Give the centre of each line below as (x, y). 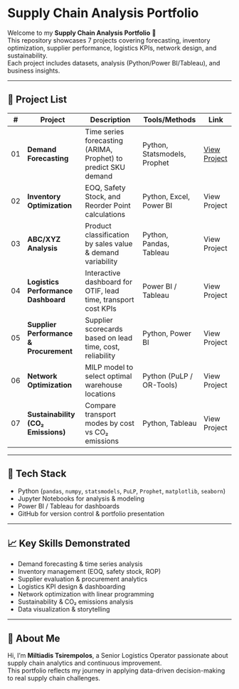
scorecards (104, 329)
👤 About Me (34, 638)
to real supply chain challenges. (54, 678)
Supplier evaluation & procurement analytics (83, 579)
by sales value (109, 243)
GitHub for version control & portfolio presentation (91, 513)
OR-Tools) (160, 385)
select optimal (108, 376)
